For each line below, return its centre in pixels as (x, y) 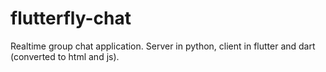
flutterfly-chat (71, 18)
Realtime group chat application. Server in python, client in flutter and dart (163, 46)
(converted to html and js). (65, 56)
